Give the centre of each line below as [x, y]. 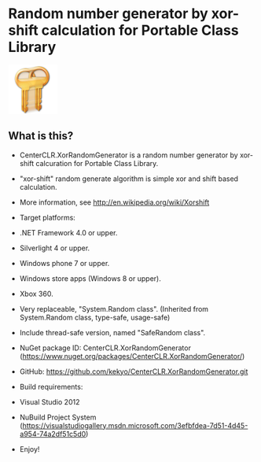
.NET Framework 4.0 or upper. [68, 232]
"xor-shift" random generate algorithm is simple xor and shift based [129, 179]
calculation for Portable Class [140, 30]
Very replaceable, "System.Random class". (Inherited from [114, 309]
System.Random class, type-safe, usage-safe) [95, 317]
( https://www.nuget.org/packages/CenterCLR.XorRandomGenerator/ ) [132, 356]
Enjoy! [29, 449]
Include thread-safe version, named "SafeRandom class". [112, 332]
